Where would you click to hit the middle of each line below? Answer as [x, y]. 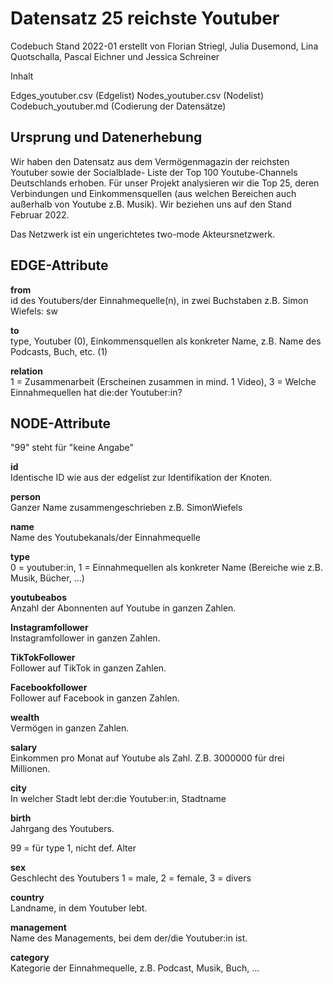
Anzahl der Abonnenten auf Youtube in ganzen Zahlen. [123, 608]
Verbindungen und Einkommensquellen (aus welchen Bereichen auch [153, 193]
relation [26, 371]
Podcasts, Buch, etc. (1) [59, 351]
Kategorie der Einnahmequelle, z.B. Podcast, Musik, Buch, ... [135, 968]
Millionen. [30, 769]
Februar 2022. [40, 214]
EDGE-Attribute [59, 265]
